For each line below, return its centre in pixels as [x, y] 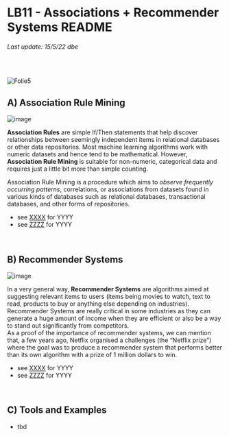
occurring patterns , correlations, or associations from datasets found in [108, 189]
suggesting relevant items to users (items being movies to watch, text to [109, 297]
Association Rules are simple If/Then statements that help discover [103, 132]
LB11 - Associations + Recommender [113, 13]
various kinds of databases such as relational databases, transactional [106, 197]
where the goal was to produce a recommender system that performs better [115, 348]
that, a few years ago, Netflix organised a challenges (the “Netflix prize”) [109, 340]
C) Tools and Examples [57, 410]
